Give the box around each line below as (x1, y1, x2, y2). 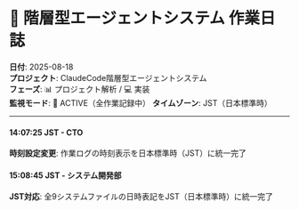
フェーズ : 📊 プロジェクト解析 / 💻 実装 (9, 84, 150, 94)
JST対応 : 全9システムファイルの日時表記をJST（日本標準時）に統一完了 (9, 191, 273, 202)
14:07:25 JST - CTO (9, 126, 84, 138)
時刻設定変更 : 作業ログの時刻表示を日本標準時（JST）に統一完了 (9, 148, 246, 158)
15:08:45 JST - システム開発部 (9, 170, 122, 181)
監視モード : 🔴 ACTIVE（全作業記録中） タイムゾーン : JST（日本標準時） (9, 97, 273, 108)
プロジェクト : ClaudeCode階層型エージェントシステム (9, 72, 207, 83)
